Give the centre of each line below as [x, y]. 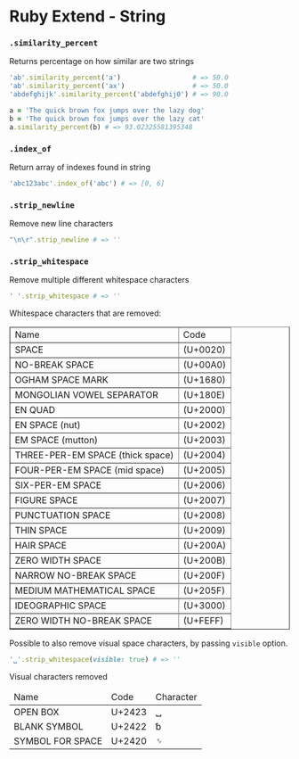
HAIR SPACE [40, 546]
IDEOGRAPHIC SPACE [61, 606]
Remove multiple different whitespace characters [99, 280]
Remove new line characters [61, 224]
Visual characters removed [59, 677]
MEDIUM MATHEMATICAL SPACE [85, 590]
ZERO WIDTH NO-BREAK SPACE [84, 621]
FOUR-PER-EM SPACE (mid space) [89, 470]
